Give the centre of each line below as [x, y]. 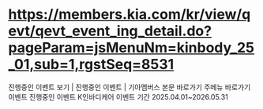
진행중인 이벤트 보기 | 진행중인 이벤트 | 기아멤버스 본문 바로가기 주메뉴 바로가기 [130, 87]
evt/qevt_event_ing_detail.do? [110, 31]
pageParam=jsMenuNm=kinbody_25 [131, 48]
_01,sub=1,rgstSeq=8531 [91, 65]
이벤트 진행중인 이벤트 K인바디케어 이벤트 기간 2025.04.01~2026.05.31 [118, 96]
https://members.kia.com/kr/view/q [130, 15]
